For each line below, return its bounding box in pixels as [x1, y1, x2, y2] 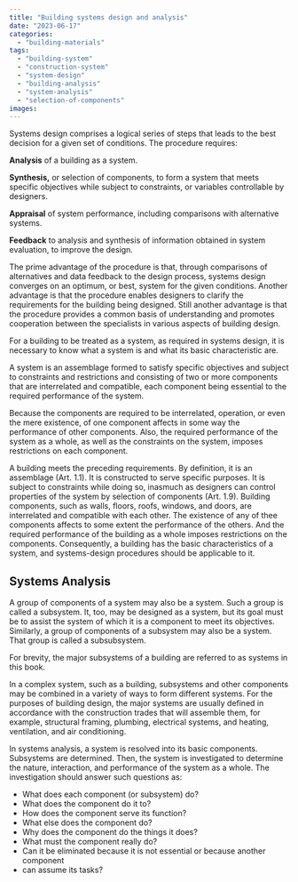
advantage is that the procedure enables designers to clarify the [9, 290, 244, 301]
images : [9, 104, 38, 113]
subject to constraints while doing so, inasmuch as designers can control [9, 482, 277, 493]
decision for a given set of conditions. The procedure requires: [9, 138, 238, 148]
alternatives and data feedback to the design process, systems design [9, 271, 266, 282]
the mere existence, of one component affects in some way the [9, 417, 240, 428]
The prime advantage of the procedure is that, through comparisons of [9, 261, 268, 272]
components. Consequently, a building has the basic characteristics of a [9, 539, 273, 549]
